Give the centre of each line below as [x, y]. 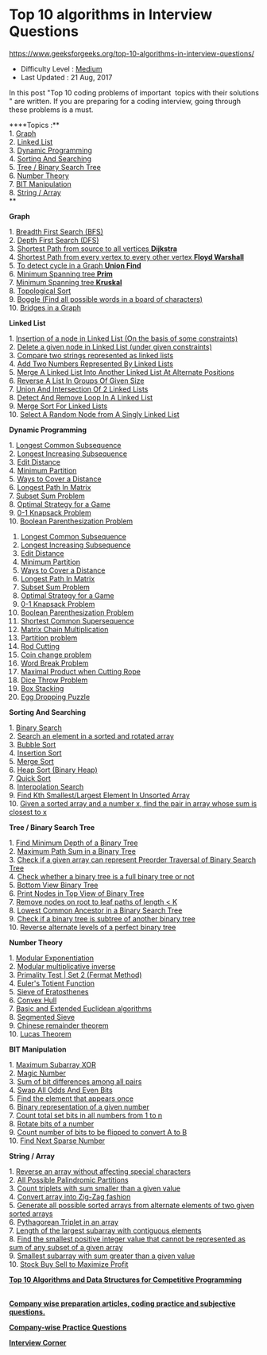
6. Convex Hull [33, 1000]
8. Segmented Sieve [42, 1017]
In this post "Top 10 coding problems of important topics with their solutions [134, 92]
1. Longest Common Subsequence [65, 445]
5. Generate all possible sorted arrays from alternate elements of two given [132, 1205]
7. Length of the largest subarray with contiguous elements [105, 1230]
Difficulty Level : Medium [61, 68]
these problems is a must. [51, 110]
